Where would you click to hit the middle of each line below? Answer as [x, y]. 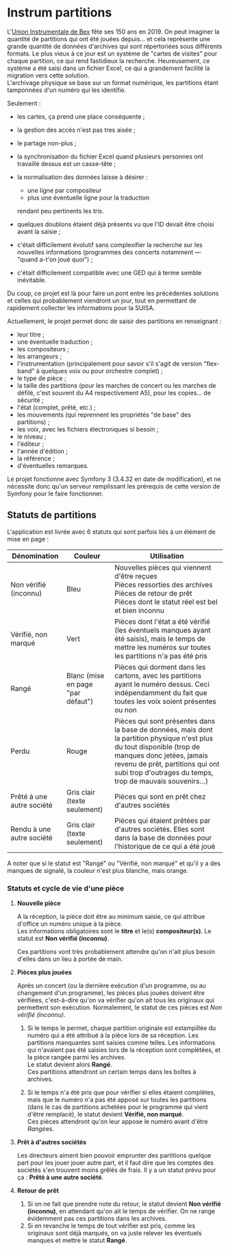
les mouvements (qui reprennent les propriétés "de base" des [104, 414]
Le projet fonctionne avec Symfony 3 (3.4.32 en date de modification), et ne [114, 479]
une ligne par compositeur [64, 190]
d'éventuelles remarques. [53, 465]
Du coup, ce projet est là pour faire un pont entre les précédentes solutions [113, 293]
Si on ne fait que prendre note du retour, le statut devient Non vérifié [124, 1204]
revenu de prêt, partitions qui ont [167, 764]
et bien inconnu [139, 610]
